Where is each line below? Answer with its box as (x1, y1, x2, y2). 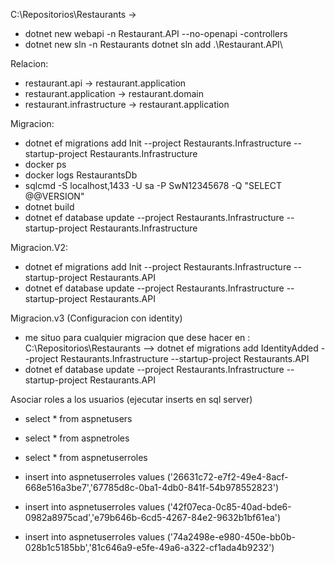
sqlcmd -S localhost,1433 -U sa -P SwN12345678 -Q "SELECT (24, 180, 283, 191)
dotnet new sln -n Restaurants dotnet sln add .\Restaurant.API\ (24, 39, 283, 50)
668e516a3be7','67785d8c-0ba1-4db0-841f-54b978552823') (24, 482, 280, 493)
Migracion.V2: (10, 242, 69, 253)
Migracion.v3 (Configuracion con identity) (10, 312, 183, 324)
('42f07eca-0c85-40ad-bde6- (166, 501, 292, 513)
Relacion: (10, 58, 49, 69)
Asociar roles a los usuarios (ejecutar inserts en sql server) (10, 394, 253, 405)
